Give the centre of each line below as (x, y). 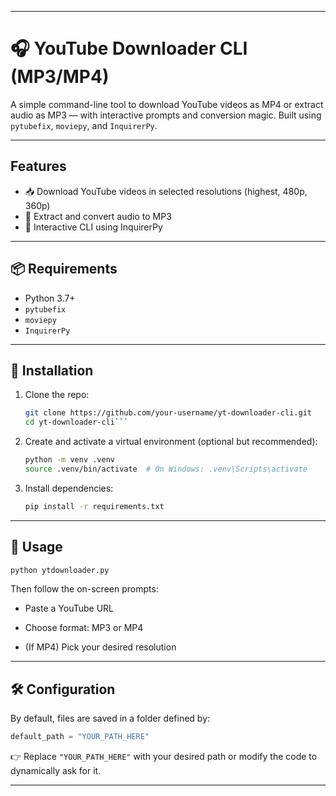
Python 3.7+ (50, 298)
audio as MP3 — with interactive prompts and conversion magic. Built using (166, 115)
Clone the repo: (57, 395)
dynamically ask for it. (56, 771)
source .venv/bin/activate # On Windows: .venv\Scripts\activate (166, 469)
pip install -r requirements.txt (94, 506)
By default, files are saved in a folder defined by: (110, 718)
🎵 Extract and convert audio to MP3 (98, 216)
